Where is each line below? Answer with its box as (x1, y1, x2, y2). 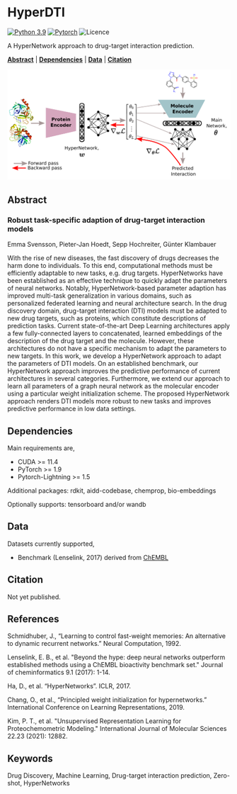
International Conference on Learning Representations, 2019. (7, 703, 185, 712)
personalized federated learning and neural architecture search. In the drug (7, 299, 227, 308)
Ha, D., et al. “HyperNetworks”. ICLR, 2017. (7, 682, 131, 690)
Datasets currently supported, (7, 539, 95, 548)
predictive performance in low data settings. (7, 405, 137, 413)
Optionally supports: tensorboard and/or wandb (7, 500, 146, 508)
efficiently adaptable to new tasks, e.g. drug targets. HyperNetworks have (7, 269, 224, 277)
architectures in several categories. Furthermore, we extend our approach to (7, 374, 231, 383)
